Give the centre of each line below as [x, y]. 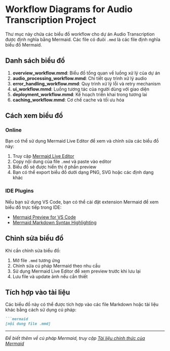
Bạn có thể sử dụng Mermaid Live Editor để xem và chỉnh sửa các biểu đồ [82, 141]
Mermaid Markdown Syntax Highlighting [55, 222]
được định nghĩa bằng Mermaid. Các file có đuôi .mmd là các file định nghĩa [83, 39]
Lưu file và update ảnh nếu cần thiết [50, 276]
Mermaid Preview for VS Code [44, 217]
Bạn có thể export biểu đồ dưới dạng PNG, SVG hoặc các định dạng [83, 172]
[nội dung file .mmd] [28, 324]
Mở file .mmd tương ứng [36, 260]
